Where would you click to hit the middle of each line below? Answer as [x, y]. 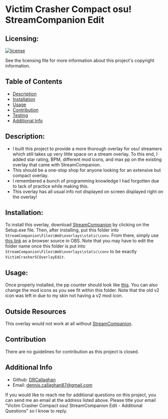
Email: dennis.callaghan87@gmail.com [53, 385]
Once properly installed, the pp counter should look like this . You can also [81, 285]
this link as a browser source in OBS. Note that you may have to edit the [79, 241]
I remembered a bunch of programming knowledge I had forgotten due [86, 181]
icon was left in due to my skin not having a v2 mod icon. [64, 295]
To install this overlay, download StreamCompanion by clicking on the [77, 225]
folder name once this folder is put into [45, 246]
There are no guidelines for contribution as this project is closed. [72, 351]
